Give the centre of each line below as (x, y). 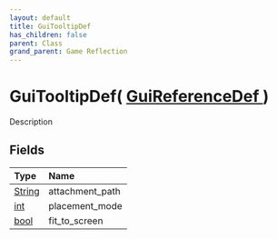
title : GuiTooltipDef (50, 26)
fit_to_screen (76, 221)
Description (31, 122)
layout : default (40, 18)
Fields (27, 150)
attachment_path (84, 191)
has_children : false (49, 35)
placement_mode (85, 205)
